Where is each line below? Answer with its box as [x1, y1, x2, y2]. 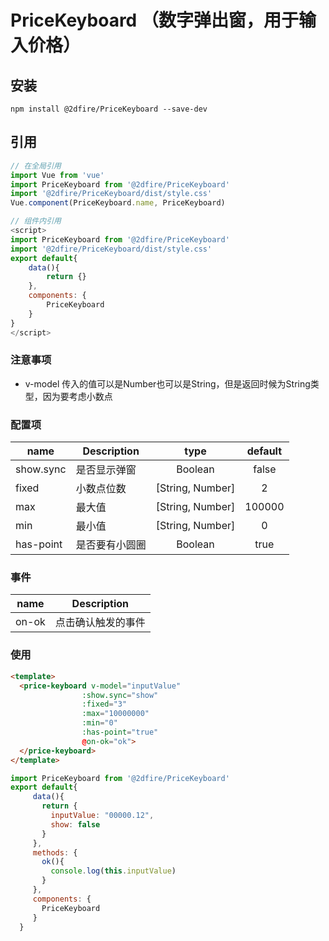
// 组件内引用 [10, 216, 62, 226]
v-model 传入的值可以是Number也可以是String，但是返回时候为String [24, 377, 311, 390]
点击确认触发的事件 [54, 616, 146, 630]
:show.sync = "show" [81, 690, 159, 700]
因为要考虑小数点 [42, 390, 113, 402]
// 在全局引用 [10, 161, 62, 171]
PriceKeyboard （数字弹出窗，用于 [10, 9, 299, 32]
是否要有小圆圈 [75, 538, 147, 552]
